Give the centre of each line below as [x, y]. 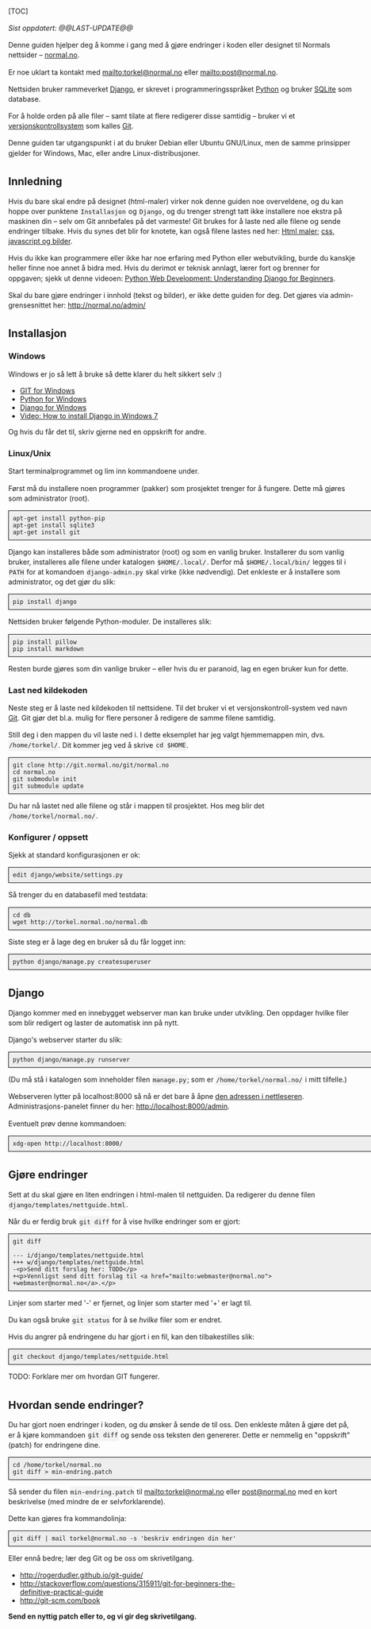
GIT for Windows [47, 390]
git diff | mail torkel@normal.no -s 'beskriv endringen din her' [125, 1539]
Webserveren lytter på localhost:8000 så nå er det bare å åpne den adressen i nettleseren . [156, 1097]
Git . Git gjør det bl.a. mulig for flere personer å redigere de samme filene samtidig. [142, 718]
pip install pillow [45, 642]
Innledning [35, 182]
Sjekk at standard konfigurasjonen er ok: [75, 855]
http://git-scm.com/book [60, 1600]
